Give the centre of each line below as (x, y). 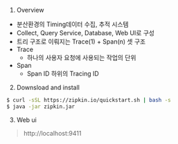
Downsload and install (48, 87)
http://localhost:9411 (52, 133)
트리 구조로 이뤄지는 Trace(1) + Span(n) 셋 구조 (81, 42)
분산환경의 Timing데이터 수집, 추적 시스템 (72, 24)
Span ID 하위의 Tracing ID (63, 73)
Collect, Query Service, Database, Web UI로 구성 (86, 33)
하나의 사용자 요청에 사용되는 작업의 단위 (81, 57)
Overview (30, 10)
